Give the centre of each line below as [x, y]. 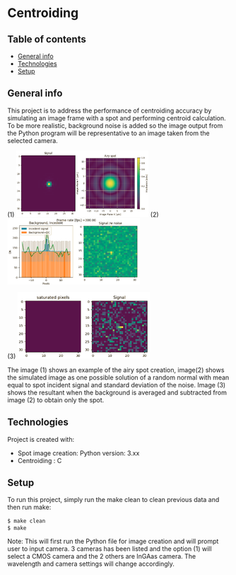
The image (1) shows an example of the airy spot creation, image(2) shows [116, 370]
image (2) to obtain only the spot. [56, 400]
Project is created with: [41, 439]
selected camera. [33, 140]
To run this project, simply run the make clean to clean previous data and [113, 500]
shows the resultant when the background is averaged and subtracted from [117, 392]
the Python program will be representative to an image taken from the [108, 133]
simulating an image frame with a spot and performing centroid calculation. [117, 118]
